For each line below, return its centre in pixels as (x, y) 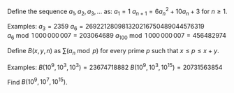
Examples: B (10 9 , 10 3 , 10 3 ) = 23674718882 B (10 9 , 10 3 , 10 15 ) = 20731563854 (115, 66)
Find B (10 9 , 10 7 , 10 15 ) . (37, 81)
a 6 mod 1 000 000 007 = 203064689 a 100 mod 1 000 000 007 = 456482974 (117, 36)
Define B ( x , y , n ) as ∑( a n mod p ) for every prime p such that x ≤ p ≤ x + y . (113, 52)
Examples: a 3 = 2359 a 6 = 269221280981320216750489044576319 (106, 27)
